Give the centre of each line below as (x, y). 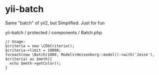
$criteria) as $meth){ (29, 59)
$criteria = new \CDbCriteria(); (40, 46)
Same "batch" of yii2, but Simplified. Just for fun (55, 23)
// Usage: (15, 41)
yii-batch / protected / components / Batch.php (54, 32)
